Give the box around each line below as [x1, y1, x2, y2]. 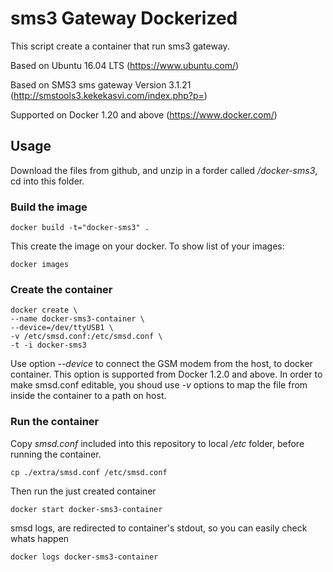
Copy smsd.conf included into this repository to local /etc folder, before [10, 437, 305, 449]
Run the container [10, 415, 100, 429]
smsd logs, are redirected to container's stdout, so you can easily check [10, 522, 308, 534]
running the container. [10, 448, 102, 460]
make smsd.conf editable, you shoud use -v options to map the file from [10, 379, 308, 391]
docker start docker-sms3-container [10, 504, 163, 514]
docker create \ [10, 305, 78, 316]
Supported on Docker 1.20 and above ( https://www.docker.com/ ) [10, 108, 278, 121]
